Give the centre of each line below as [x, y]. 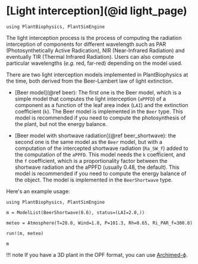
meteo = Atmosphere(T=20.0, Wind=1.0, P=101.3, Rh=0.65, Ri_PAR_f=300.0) [100, 223]
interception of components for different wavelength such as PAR [86, 44]
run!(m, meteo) [25, 233]
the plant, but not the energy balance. [61, 124]
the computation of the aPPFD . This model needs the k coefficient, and [100, 154]
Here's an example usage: [38, 191]
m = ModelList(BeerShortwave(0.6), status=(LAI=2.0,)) [76, 212]
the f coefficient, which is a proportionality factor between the [91, 161]
